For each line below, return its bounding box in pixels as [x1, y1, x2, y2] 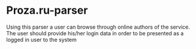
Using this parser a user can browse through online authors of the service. [6, 23, 191, 30]
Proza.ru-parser [6, 4, 88, 17]
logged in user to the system [6, 36, 77, 43]
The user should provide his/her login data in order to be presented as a [6, 29, 184, 36]
